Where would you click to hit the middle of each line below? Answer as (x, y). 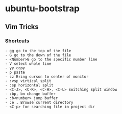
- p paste (15, 72)
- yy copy (15, 68)
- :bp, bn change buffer (30, 94)
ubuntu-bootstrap (42, 9)
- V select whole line (28, 64)
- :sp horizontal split (29, 85)
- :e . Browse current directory (39, 102)
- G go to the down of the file (38, 55)
